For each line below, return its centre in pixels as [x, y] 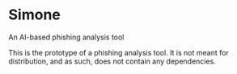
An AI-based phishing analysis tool [66, 37]
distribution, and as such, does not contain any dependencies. [112, 61]
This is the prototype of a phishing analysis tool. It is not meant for [118, 52]
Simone [34, 15]
